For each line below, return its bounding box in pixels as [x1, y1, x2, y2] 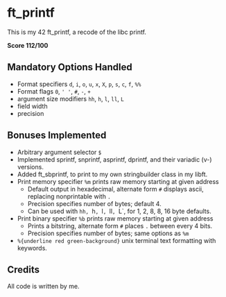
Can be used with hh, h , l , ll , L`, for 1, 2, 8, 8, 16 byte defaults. [27, 207, 211, 215]
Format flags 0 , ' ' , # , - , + [17, 87, 92, 95]
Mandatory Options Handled [7, 61, 133, 74]
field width [17, 102, 48, 110]
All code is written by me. [7, 282, 80, 291]
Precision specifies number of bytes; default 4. [27, 199, 162, 207]
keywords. [17, 244, 47, 252]
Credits [7, 264, 40, 275]
